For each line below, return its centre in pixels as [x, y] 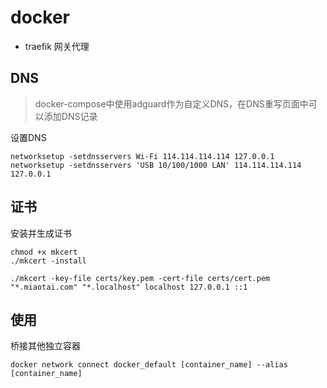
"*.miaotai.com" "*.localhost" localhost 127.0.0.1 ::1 [129, 287]
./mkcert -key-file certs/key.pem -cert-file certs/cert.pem [140, 278]
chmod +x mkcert [44, 252]
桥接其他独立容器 [45, 346]
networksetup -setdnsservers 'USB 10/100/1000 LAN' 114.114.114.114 [156, 165]
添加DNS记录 [70, 116]
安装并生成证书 [41, 233]
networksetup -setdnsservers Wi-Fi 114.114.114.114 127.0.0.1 [142, 156]
